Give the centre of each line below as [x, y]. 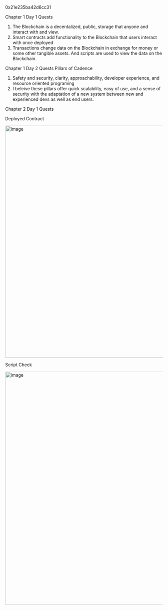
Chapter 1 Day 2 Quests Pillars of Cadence [49, 68]
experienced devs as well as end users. [53, 99]
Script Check [19, 365]
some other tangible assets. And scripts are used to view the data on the [87, 53]
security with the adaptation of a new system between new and [78, 94]
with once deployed [33, 43]
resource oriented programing [43, 83]
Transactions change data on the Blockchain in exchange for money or [85, 48]
